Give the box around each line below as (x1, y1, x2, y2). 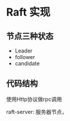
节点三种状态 (6, 31, 54, 41)
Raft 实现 (6, 5, 51, 19)
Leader (14, 47, 33, 54)
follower (14, 54, 35, 60)
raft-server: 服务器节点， (6, 108, 68, 115)
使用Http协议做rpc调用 (6, 95, 62, 103)
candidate (14, 60, 40, 67)
